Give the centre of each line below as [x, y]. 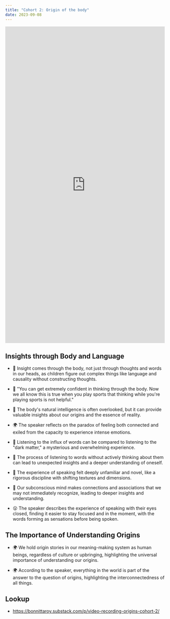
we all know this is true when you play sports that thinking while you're [86, 394]
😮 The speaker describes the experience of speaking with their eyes [84, 508]
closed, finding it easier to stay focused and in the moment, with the [83, 514]
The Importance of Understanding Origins [73, 535]
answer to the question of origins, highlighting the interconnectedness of [89, 577]
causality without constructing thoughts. [55, 379]
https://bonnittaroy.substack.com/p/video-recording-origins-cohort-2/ [86, 611]
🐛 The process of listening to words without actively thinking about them [88, 457]
